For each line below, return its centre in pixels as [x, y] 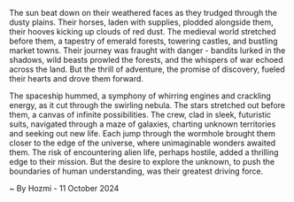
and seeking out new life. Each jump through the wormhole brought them [143, 133]
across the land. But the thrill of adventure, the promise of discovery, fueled [147, 69]
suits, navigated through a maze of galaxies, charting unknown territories [143, 124]
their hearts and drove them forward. [77, 78]
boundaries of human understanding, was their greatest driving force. [136, 171]
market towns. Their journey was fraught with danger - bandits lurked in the [147, 50]
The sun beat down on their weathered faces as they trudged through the [143, 13]
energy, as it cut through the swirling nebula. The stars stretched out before [147, 105]
